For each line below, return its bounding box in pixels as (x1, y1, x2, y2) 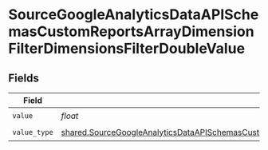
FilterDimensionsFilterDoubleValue (8, 40, 246, 57)
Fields (8, 71, 40, 85)
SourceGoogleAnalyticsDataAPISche (8, 6, 259, 24)
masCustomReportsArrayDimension (8, 22, 254, 41)
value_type (12, 128, 53, 136)
